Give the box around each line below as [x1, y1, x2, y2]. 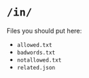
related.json [16, 64, 56, 71]
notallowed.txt [16, 56, 62, 64]
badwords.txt [16, 49, 56, 56]
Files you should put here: [6, 26, 83, 35]
